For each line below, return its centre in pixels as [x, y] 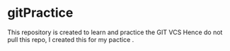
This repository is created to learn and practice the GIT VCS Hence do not [115, 32]
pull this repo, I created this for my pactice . [71, 39]
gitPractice [40, 13]
